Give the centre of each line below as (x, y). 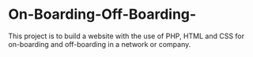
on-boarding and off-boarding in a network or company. (100, 44)
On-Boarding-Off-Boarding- (102, 14)
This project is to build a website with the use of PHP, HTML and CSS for (126, 36)
